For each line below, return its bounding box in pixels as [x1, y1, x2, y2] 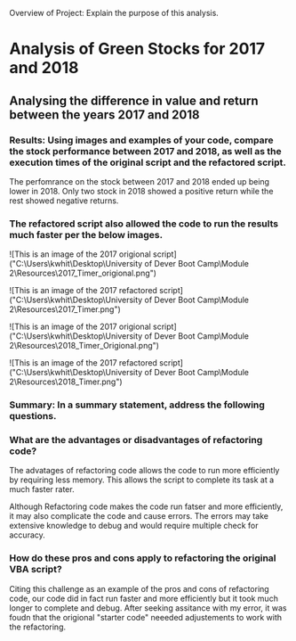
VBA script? [9, 563, 62, 576]
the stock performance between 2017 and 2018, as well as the [9, 144, 282, 157]
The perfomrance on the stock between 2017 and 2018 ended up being [9, 176, 269, 186]
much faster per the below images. [9, 228, 163, 241]
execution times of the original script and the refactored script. [9, 156, 286, 168]
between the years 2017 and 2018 [9, 107, 200, 122]
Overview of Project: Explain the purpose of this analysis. [9, 8, 220, 18]
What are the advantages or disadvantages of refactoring [9, 434, 263, 447]
